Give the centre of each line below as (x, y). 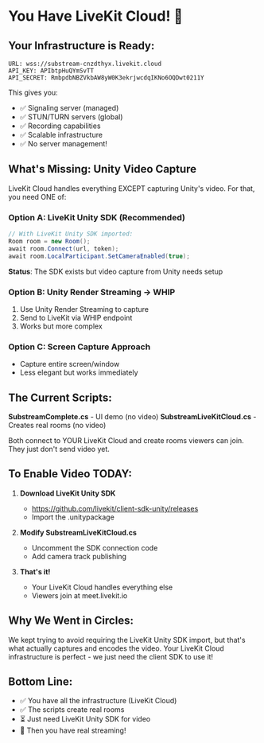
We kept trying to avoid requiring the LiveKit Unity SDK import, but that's (127, 640)
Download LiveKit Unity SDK (68, 493)
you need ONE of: (37, 196)
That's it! (35, 571)
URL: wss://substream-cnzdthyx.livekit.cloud (85, 64)
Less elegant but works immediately (79, 372)
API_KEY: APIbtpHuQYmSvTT (51, 71)
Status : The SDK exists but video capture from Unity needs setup (116, 271)
